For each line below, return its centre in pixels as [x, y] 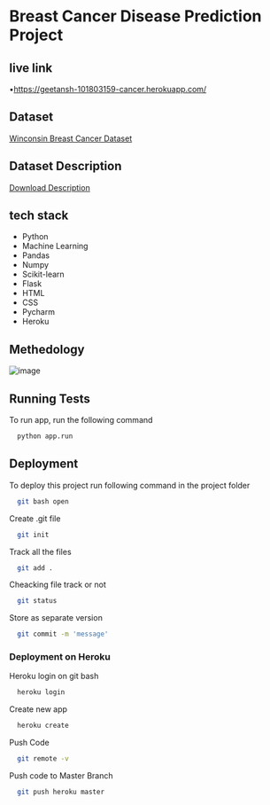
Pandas [36, 255]
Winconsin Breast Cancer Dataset [71, 138]
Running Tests [50, 399]
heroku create [43, 726]
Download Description [50, 187]
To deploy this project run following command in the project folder [130, 485]
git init [33, 535]
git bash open [43, 501]
